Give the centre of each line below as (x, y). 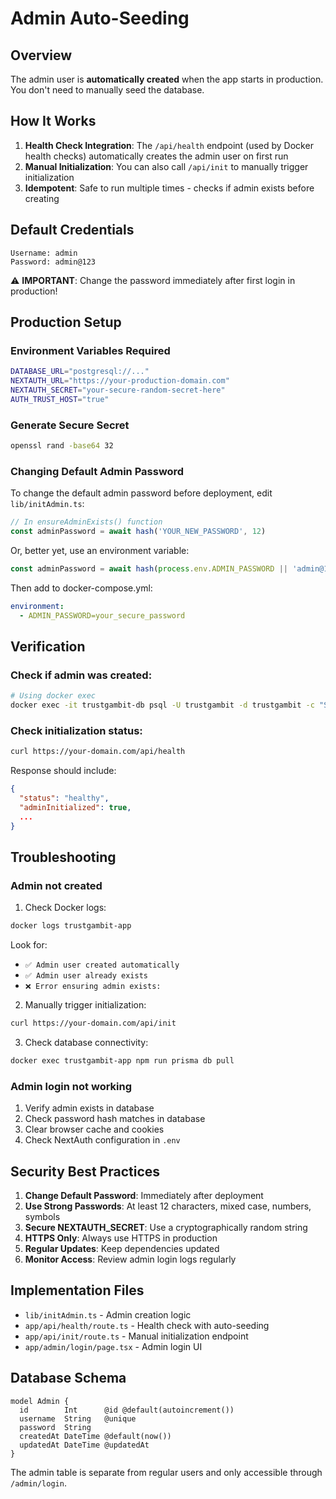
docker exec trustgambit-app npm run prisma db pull (122, 1061)
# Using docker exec (53, 696)
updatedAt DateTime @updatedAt (84, 1445)
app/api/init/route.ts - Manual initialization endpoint (136, 1336)
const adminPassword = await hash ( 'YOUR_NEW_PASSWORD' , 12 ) (138, 532)
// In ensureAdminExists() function (86, 522)
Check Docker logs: (65, 908)
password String (55, 1427)
